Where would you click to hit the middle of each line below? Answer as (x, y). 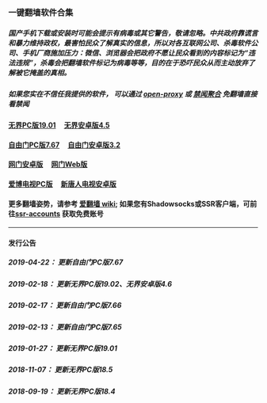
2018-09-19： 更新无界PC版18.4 (62, 391)
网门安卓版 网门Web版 (48, 165)
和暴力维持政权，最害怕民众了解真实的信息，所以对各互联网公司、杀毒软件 (130, 43)
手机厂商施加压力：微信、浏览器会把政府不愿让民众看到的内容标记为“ (135, 52)
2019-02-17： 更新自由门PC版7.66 (65, 306)
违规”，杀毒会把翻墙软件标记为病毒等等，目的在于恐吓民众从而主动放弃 (132, 63)
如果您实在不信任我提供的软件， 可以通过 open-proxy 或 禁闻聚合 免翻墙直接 (133, 93)
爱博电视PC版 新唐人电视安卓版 (63, 184)
